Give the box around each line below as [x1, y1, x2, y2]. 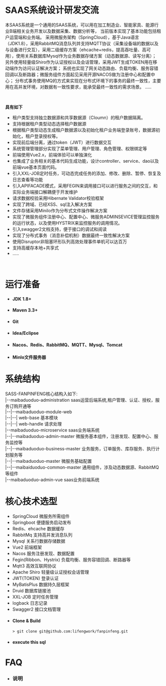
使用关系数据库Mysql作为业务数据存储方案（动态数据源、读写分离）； [15, 53, 157, 59]
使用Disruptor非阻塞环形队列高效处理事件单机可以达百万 [12, 239, 127, 245]
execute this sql [12, 639, 46, 645]
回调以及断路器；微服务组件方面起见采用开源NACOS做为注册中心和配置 [5, 71, 151, 77]
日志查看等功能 [12, 177, 43, 183]
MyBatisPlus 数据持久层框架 [12, 581, 69, 587]
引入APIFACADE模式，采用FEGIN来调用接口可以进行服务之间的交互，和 [12, 183, 158, 188]
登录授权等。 [34, 133, 60, 139]
